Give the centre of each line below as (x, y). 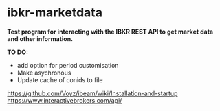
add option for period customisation (68, 65)
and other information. (40, 38)
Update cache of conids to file (60, 79)
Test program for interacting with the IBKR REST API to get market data (110, 32)
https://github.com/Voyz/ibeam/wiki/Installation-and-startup (92, 93)
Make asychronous (44, 73)
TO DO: (18, 52)
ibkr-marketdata (55, 13)
